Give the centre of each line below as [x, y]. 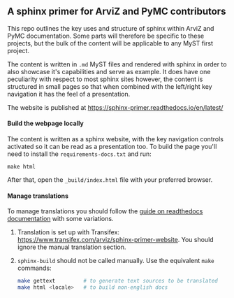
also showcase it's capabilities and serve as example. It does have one [109, 71]
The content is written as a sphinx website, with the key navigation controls [115, 139]
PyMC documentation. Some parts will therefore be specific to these [106, 36]
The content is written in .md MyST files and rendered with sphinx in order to [117, 64]
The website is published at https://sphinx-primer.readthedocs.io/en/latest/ [115, 107]
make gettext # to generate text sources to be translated [117, 281]
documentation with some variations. [60, 219]
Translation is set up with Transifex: [68, 232]
